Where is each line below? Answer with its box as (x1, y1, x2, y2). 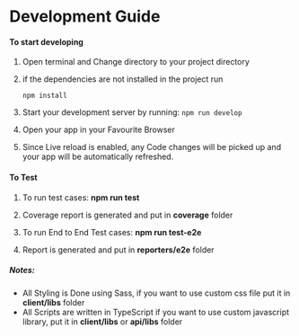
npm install (22, 92, 67, 101)
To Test (9, 172, 38, 182)
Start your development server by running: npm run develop (22, 107, 242, 118)
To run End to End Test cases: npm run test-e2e (22, 226, 202, 237)
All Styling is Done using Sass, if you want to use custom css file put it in (22, 287, 291, 298)
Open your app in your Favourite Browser (22, 124, 175, 136)
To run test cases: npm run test (22, 191, 140, 203)
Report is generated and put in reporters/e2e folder (22, 244, 215, 255)
